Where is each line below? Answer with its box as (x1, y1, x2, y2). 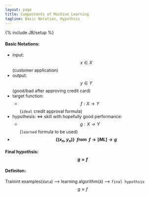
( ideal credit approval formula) (19, 108, 83, 114)
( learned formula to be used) (19, 128, 78, 135)
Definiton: (5, 168, 26, 173)
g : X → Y (80, 121, 100, 127)
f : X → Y (80, 100, 99, 106)
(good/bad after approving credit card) (12, 88, 91, 94)
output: (12, 72, 27, 78)
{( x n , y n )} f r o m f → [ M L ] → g (56, 136, 117, 144)
